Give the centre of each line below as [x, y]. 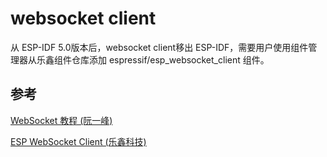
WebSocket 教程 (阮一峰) [61, 120]
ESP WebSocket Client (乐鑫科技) [78, 141]
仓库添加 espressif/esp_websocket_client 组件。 [170, 59]
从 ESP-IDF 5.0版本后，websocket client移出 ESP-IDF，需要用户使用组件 [159, 47]
